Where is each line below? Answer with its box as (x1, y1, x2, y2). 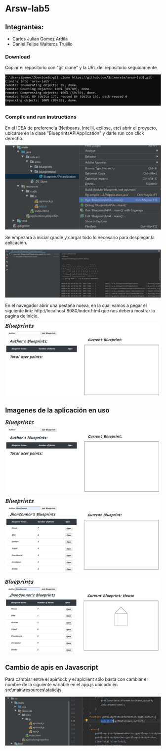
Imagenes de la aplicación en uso (5, 406, 110, 414)
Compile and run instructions (5, 113, 77, 120)
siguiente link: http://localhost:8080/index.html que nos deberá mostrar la (5, 307, 155, 313)
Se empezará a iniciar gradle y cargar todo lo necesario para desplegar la (5, 235, 155, 241)
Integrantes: (5, 23, 44, 31)
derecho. (5, 135, 24, 141)
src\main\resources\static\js (5, 687, 62, 693)
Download (5, 53, 31, 60)
